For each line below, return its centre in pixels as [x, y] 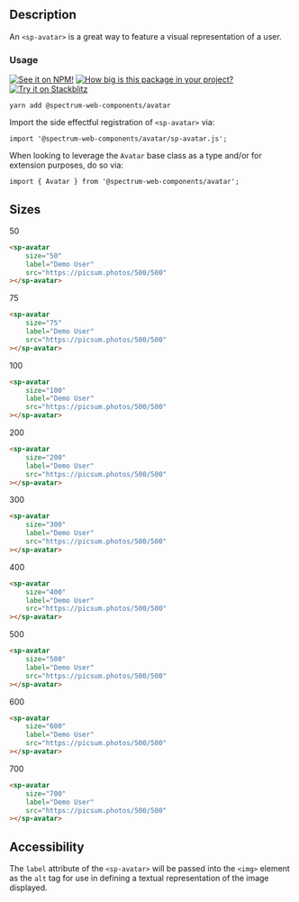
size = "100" [46, 390]
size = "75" [44, 323]
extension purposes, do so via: [67, 165]
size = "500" [46, 660]
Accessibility [47, 847]
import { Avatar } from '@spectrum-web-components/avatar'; [125, 182]
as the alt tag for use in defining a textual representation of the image [139, 879]
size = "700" [46, 793]
